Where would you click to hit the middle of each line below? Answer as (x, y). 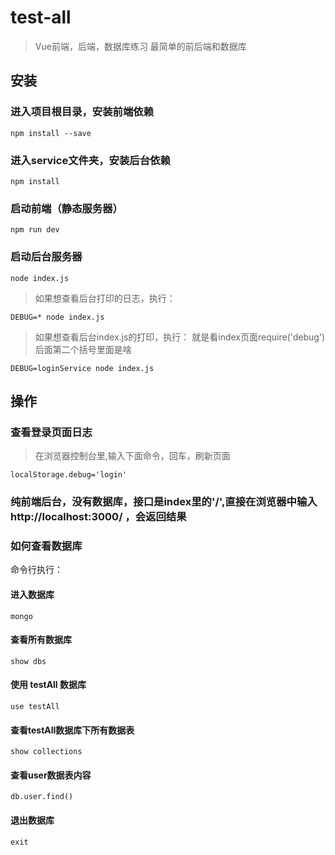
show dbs (28, 661)
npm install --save (51, 133)
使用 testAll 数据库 (48, 685)
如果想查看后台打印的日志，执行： (105, 298)
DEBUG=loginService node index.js (82, 368)
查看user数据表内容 (51, 775)
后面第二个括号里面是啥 (83, 349)
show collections (46, 752)
